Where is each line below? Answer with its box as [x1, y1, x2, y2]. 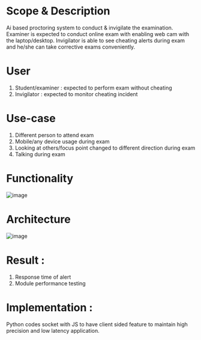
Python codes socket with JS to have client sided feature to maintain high [6, 320, 188, 328]
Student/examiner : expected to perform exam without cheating [14, 84, 172, 91]
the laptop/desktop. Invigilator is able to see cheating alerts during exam [6, 37, 185, 44]
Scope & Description [6, 4, 110, 18]
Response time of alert [14, 273, 71, 281]
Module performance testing [14, 279, 86, 287]
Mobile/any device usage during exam [14, 138, 110, 145]
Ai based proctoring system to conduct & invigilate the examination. [6, 24, 173, 31]
